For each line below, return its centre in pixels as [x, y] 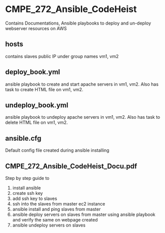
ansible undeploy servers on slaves [49, 225]
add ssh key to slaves [35, 198]
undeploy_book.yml [37, 105]
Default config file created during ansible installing [57, 150]
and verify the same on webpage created [55, 220]
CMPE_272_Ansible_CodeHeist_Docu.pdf [71, 166]
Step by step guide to [27, 178]
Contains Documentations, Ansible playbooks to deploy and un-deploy [78, 23]
